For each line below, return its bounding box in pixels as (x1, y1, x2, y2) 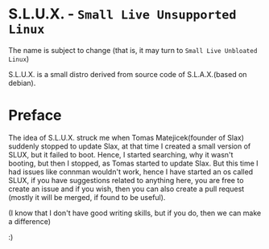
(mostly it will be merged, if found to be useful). (8, 192, 166, 202)
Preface (8, 106, 62, 124)
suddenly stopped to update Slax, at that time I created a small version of (8, 141, 251, 151)
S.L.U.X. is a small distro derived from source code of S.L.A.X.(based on (8, 69, 247, 79)
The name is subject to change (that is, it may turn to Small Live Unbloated (8, 45, 258, 55)
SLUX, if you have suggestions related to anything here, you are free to (8, 175, 244, 185)
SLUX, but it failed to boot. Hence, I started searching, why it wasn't (8, 149, 234, 159)
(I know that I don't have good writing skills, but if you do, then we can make (8, 208, 262, 218)
